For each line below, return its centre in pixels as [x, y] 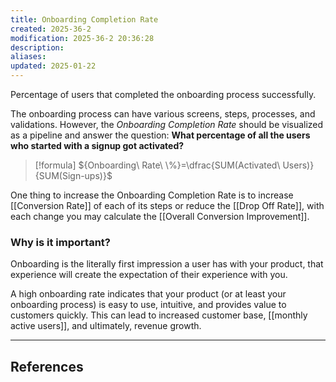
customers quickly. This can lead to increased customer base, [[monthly [159, 315]
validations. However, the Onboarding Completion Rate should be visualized [167, 124]
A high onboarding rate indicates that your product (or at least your [148, 294]
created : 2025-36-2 [51, 29]
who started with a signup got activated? [97, 145]
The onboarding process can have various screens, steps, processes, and [163, 114]
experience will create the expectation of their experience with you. [149, 275]
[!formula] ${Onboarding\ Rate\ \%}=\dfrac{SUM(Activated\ [157, 165]
